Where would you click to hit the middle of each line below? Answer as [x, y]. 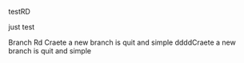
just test [22, 27]
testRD [19, 12]
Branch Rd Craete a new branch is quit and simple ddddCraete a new [122, 42]
